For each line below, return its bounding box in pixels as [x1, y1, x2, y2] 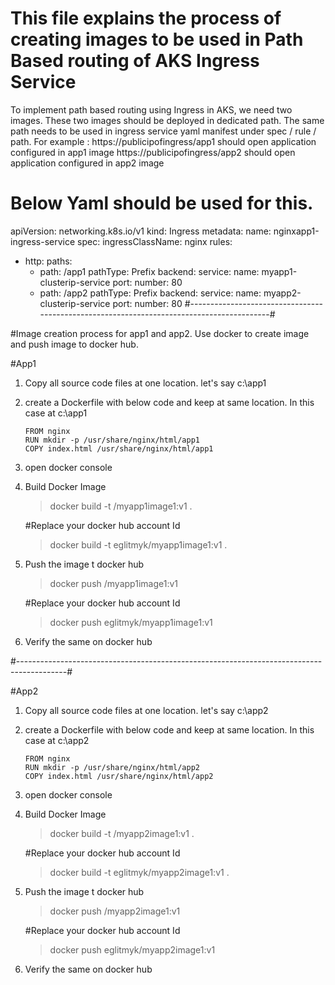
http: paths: [24, 255, 73, 267]
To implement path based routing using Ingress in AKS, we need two [10, 103, 293, 116]
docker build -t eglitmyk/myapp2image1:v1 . [49, 866, 230, 878]
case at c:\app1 [24, 407, 88, 419]
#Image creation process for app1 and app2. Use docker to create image [10, 327, 310, 339]
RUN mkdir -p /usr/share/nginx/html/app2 [24, 762, 200, 772]
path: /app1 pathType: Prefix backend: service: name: [39, 265, 260, 277]
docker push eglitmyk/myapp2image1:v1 [49, 943, 216, 956]
